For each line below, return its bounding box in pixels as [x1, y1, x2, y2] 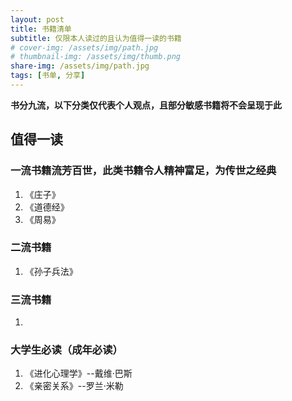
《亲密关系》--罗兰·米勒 [24, 380, 124, 392]
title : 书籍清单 [10, 24, 72, 34]
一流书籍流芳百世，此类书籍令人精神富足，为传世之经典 [10, 164, 277, 178]
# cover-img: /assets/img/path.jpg [10, 42, 159, 53]
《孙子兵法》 [24, 265, 78, 277]
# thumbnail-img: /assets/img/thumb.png [10, 52, 182, 62]
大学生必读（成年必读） [10, 343, 123, 357]
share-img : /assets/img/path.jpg [10, 61, 150, 71]
